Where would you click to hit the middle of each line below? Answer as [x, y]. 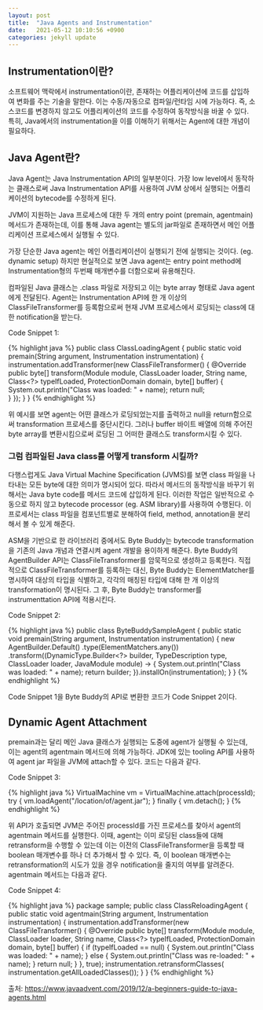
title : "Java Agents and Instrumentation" [80, 23]
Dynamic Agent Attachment [78, 722]
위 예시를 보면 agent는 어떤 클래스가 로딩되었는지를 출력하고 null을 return [121, 414]
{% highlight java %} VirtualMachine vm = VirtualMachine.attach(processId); [132, 792]
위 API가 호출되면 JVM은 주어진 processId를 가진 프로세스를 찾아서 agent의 [125, 825]
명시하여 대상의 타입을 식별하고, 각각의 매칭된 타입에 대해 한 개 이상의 [114, 580]
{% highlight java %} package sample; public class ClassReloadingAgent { [128, 905]
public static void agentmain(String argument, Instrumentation [108, 913]
